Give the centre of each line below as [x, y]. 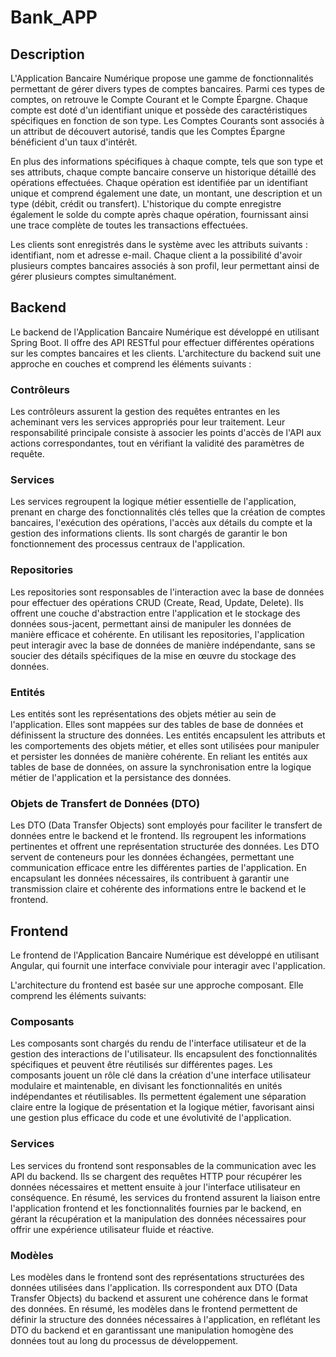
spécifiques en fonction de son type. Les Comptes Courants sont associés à [167, 120]
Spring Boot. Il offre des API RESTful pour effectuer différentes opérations [162, 342]
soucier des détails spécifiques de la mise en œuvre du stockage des [153, 655]
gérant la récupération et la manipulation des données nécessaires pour [158, 1218]
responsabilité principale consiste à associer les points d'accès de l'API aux [166, 433]
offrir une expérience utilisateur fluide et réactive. [112, 1229]
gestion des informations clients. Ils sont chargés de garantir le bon [149, 533]
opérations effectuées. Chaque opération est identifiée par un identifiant [159, 182]
